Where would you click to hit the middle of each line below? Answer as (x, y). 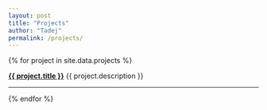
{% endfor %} (31, 99)
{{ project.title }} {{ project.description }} (76, 76)
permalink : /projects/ (46, 38)
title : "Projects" (39, 23)
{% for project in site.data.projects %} (70, 61)
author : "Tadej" (35, 30)
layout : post (30, 16)
